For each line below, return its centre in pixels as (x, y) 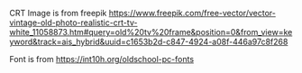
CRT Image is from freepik (58, 13)
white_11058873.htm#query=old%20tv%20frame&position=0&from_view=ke (151, 32)
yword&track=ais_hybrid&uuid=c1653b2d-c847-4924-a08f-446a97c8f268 (149, 41)
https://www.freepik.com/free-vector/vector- (192, 13)
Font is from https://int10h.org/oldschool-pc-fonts (102, 59)
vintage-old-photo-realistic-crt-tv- (73, 23)
